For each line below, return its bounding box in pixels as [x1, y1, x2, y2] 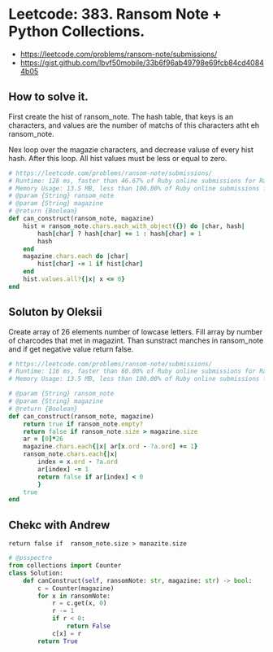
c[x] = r [51, 629, 82, 637]
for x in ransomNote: [37, 592, 111, 600]
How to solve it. [8, 90, 89, 104]
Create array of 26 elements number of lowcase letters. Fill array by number [8, 326, 263, 336]
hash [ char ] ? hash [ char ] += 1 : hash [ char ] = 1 [37, 230, 201, 238]
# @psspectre [8, 554, 53, 562]
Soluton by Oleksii [8, 305, 102, 319]
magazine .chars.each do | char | [23, 252, 129, 260]
